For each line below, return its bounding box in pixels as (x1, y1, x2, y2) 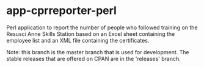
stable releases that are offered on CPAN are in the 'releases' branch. (6, 55, 181, 62)
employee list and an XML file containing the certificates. (6, 37, 150, 44)
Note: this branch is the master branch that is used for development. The (6, 48, 189, 55)
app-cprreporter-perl (6, 4, 117, 18)
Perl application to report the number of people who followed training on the (6, 24, 198, 31)
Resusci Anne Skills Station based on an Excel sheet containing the (6, 30, 175, 37)
